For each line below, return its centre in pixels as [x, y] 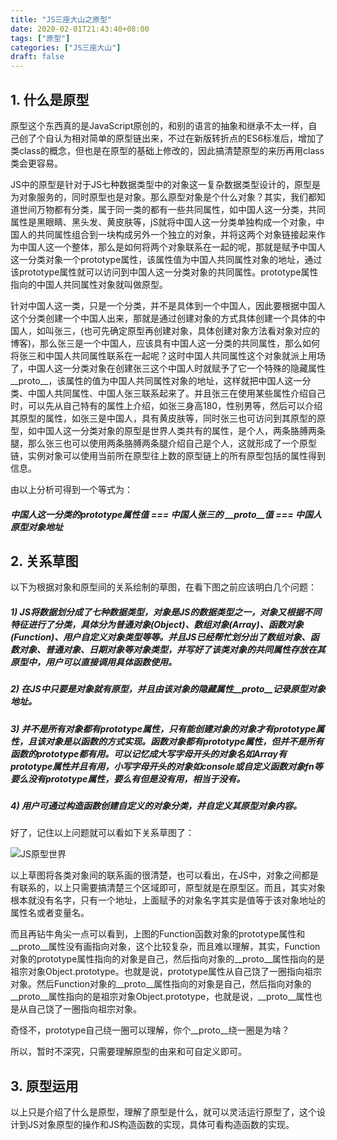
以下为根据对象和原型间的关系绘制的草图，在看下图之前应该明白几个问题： [163, 587]
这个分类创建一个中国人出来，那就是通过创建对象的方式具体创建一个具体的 [163, 318]
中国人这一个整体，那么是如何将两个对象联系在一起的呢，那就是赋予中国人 [172, 247]
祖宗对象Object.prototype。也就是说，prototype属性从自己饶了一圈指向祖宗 [166, 972]
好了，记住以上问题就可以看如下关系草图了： [102, 833]
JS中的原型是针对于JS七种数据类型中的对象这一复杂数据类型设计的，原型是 [165, 184]
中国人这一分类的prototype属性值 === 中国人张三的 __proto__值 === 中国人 [166, 514]
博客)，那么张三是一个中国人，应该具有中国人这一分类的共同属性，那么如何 [165, 343]
